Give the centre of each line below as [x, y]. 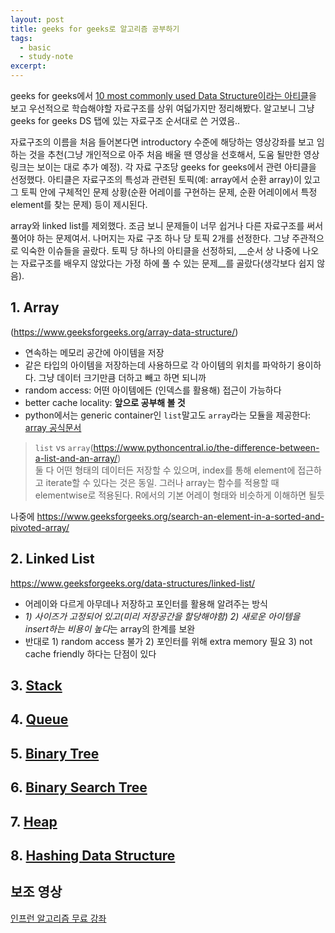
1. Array [35, 307]
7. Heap [34, 821]
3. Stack [36, 686]
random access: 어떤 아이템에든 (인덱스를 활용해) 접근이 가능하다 [153, 390]
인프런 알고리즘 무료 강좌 [58, 918]
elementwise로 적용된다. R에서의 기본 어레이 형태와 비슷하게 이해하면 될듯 [179, 495]
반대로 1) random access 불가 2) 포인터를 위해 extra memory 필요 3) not [168, 641]
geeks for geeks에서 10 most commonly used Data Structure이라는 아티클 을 [163, 95]
